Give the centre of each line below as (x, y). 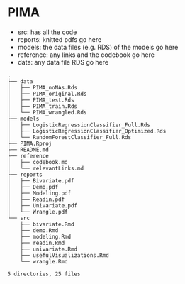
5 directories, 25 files (44, 274)
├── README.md (28, 150)
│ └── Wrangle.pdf (38, 212)
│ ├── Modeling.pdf (39, 193)
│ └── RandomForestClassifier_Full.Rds (69, 137)
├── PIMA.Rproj (30, 143)
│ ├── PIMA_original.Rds (47, 94)
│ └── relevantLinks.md (45, 168)
